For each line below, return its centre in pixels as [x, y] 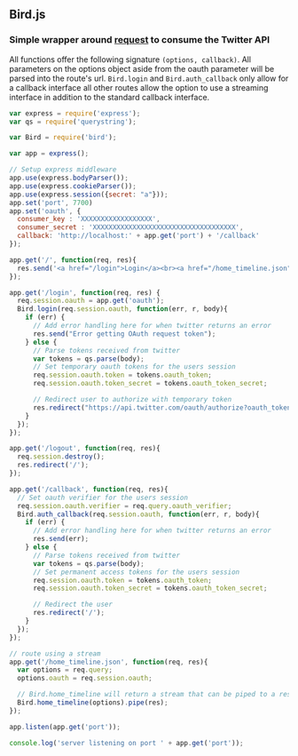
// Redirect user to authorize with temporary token [132, 400]
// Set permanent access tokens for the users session [136, 572]
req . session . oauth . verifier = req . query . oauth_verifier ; [125, 505]
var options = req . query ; [65, 670]
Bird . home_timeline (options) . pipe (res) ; [93, 703]
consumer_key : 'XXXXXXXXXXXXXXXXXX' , [89, 219]
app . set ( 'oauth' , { [45, 211]
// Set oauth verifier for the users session [103, 497]
